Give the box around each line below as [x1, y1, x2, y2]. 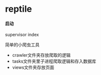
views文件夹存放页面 [12, 65, 54, 71]
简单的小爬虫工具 [5, 42, 40, 48]
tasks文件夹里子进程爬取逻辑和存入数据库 [12, 58, 97, 64]
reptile [5, 3, 32, 15]
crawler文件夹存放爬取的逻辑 [12, 52, 71, 58]
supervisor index [5, 32, 39, 38]
